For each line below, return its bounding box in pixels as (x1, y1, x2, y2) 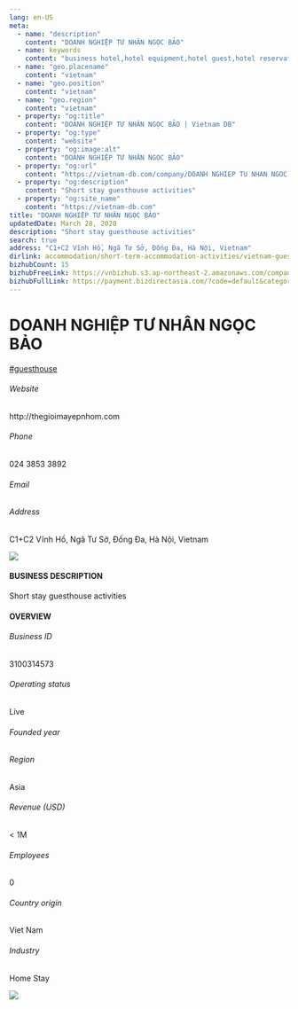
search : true (9, 236, 58, 245)
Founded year (9, 726, 60, 737)
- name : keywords (17, 46, 82, 55)
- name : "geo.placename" (17, 63, 109, 72)
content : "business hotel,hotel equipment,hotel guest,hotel (25, 54, 255, 63)
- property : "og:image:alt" (17, 145, 122, 153)
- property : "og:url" (17, 161, 98, 170)
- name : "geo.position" (17, 79, 105, 88)
